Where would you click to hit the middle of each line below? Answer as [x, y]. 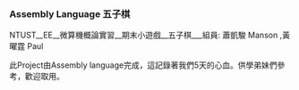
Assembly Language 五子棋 [70, 13]
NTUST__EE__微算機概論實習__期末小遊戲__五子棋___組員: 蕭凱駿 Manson [144, 35]
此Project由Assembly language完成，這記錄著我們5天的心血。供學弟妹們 [143, 65]
